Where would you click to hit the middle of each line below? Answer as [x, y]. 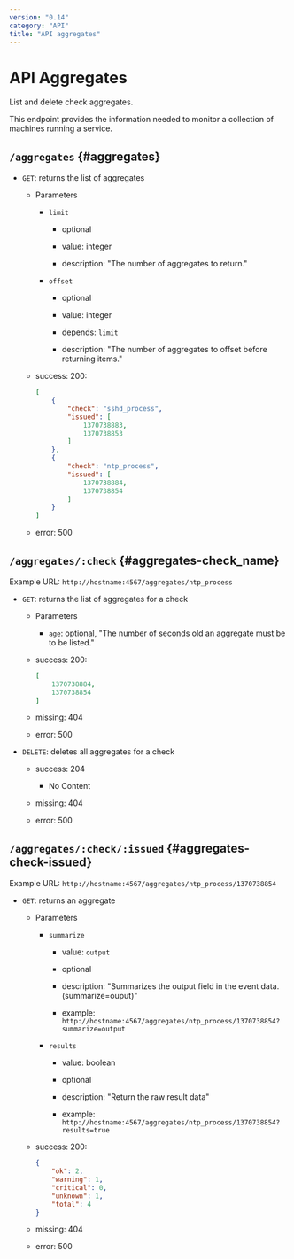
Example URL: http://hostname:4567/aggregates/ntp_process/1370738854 [143, 884]
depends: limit [90, 332]
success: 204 [60, 769]
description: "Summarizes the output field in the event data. [170, 986]
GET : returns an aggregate [69, 900]
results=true [86, 1131]
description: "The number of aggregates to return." [155, 264]
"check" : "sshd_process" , [115, 408]
